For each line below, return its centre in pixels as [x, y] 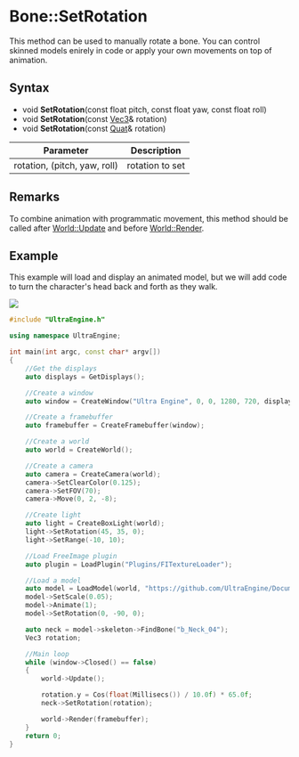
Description [156, 151]
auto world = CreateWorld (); [79, 450]
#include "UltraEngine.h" [57, 320]
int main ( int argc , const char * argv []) [85, 352]
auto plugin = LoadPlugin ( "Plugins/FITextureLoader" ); [129, 564]
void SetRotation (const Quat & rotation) [94, 128]
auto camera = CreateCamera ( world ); [93, 474]
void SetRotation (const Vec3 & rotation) [94, 118]
